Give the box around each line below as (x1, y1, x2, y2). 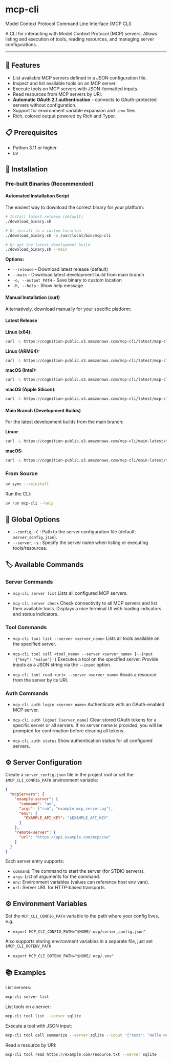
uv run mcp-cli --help (5, 501, 54, 506)
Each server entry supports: (5, 858, 64, 865)
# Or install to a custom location (5, 228, 81, 233)
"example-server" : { (14, 796, 58, 801)
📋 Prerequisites (5, 128, 58, 137)
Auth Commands (5, 690, 49, 697)
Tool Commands (5, 624, 47, 631)
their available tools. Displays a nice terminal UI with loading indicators (12, 605, 162, 611)
